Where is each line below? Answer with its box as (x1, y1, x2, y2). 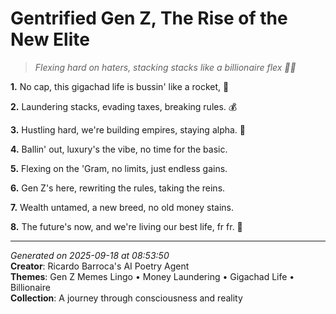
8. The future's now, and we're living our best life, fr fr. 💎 (10, 220, 243, 232)
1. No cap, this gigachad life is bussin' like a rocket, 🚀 (10, 80, 230, 92)
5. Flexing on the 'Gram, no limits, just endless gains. (10, 162, 228, 174)
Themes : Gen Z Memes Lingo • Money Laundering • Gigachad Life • (10, 270, 295, 282)
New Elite (10, 28, 90, 51)
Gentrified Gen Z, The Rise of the (10, 7, 288, 30)
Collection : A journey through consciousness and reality (10, 292, 243, 304)
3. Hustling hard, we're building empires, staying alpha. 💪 (10, 123, 247, 136)
